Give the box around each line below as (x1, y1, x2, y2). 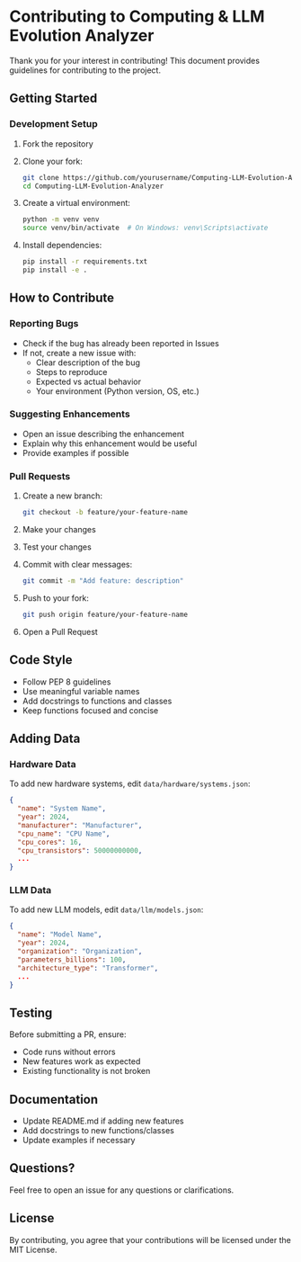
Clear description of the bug (35, 357, 141, 368)
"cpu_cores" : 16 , (17, 837, 83, 846)
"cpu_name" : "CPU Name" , (17, 829, 111, 838)
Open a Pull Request (22, 626, 99, 637)
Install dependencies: (22, 240, 102, 251)
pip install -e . (22, 265, 88, 274)
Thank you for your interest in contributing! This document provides (9, 55, 261, 66)
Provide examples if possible (22, 447, 129, 458)
